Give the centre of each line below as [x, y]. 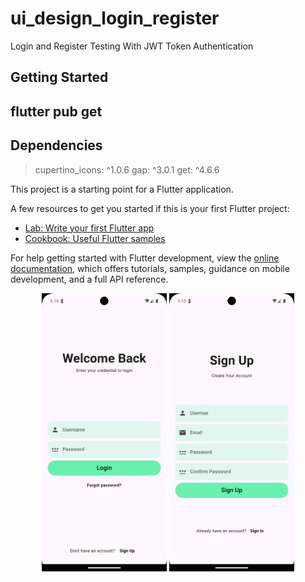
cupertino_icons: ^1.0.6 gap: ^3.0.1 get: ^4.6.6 [127, 169]
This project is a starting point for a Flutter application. [122, 189]
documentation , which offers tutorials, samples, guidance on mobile [150, 268]
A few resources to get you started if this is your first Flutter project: [150, 208]
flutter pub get [56, 111]
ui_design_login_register [115, 18]
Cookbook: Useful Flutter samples [95, 238]
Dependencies [56, 145]
